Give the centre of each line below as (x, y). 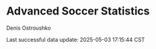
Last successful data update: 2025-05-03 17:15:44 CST (76, 39)
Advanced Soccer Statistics (78, 11)
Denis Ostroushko (29, 28)
